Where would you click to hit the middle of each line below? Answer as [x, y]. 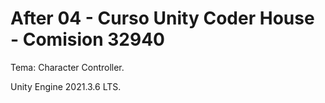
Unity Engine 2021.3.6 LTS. [66, 86]
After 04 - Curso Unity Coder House [162, 18]
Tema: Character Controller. [67, 67]
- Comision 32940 [87, 39]
